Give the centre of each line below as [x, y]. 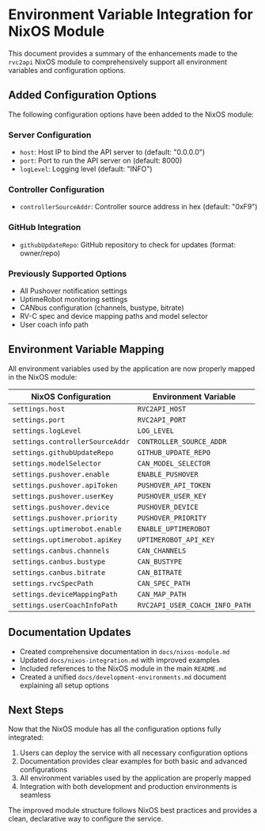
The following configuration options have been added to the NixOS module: [131, 114]
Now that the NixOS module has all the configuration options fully [115, 729]
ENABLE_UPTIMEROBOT [174, 528]
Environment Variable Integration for [131, 15]
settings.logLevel [47, 431]
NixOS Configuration [71, 396]
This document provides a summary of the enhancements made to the [123, 53]
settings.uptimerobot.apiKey [67, 540]
